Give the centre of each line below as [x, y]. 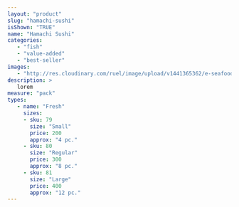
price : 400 [46, 186]
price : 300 [46, 160]
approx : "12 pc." [55, 193]
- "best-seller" [41, 60]
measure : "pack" [31, 93]
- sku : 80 [38, 147]
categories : [25, 41]
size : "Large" [51, 179]
